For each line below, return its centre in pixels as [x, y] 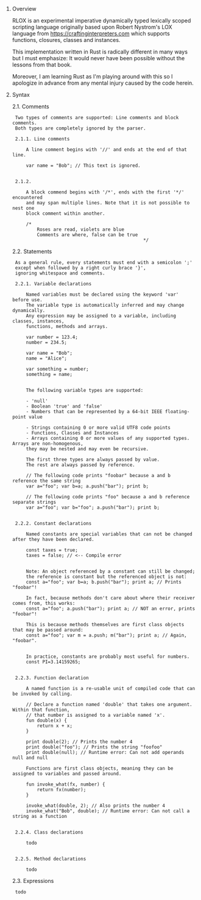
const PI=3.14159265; [53, 662]
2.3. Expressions [33, 881]
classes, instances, [38, 321]
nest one [23, 208]
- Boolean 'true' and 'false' [64, 406]
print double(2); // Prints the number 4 [79, 742]
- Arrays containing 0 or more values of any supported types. [108, 438]
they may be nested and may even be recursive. [87, 449]
